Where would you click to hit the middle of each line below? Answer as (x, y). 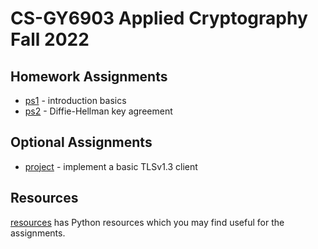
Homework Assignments (89, 76)
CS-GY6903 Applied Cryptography (159, 18)
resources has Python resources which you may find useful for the (147, 222)
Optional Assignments (81, 142)
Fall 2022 (50, 39)
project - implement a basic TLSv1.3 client (111, 166)
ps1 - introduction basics (75, 100)
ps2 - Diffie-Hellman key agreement (98, 111)
